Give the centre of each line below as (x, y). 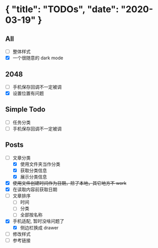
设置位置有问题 (28, 93)
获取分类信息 (33, 170)
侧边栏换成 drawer (39, 228)
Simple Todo (25, 110)
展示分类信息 (33, 177)
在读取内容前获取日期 (35, 190)
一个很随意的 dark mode (38, 58)
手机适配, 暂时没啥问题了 (38, 221)
